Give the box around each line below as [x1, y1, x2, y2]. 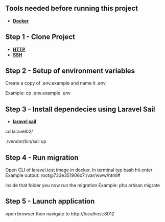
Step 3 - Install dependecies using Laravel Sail [5, 105, 155, 113]
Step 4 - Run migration [5, 153, 79, 162]
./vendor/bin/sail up [5, 138, 47, 145]
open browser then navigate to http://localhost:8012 [5, 210, 115, 217]
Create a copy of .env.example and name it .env [5, 80, 106, 86]
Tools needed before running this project [5, 4, 138, 13]
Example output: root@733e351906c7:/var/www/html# [5, 172, 121, 178]
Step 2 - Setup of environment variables [5, 67, 135, 75]
